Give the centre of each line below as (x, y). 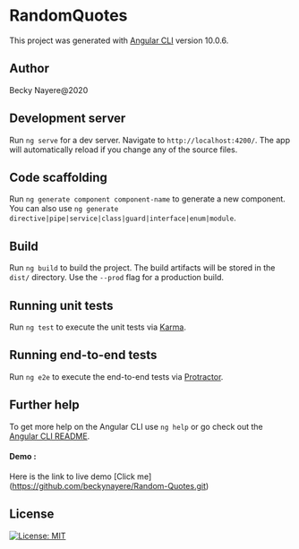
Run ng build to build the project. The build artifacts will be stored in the (142, 268)
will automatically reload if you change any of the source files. (124, 150)
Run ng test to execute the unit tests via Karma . (98, 327)
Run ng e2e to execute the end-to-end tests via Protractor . (116, 376)
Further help (45, 405)
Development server (68, 119)
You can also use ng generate (64, 209)
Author (29, 69)
